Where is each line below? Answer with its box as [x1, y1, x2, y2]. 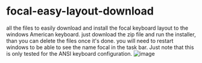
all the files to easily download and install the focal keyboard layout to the [6, 24, 189, 31]
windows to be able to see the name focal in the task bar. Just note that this [6, 44, 194, 51]
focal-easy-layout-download [6, 4, 154, 18]
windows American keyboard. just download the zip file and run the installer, [6, 30, 196, 38]
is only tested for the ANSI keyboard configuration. [6, 50, 133, 57]
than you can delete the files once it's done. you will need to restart [6, 37, 174, 44]
